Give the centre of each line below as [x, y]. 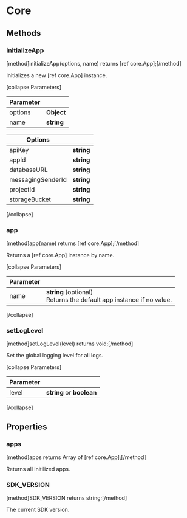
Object [56, 112]
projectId [22, 189]
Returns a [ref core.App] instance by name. [60, 255]
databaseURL [29, 170]
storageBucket [30, 199]
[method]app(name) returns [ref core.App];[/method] [73, 243]
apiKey [19, 150]
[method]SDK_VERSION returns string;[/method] [67, 498]
